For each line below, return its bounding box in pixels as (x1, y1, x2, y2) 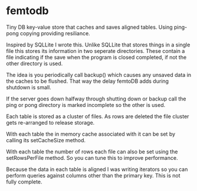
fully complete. (6, 178, 42, 185)
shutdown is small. (6, 83, 51, 91)
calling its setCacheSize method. (6, 136, 86, 143)
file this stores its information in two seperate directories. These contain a (6, 47, 185, 54)
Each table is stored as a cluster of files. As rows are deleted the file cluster (6, 113, 189, 120)
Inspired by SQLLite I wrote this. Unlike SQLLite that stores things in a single (6, 41, 191, 48)
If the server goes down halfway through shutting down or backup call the (6, 95, 186, 102)
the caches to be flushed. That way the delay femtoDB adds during (6, 78, 169, 85)
